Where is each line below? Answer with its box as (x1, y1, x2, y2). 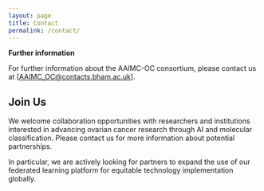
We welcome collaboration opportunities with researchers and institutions (8, 116, 250, 126)
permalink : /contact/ (8, 26, 81, 34)
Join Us (8, 95, 47, 108)
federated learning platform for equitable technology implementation (8, 166, 234, 175)
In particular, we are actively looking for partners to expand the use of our (8, 157, 250, 167)
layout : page (8, 11, 52, 20)
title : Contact (8, 19, 59, 27)
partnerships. (8, 142, 53, 151)
